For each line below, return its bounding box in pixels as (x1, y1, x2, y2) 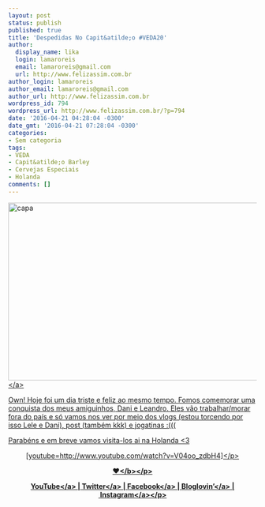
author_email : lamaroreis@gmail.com (8, 84, 129, 93)
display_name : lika (15, 48, 80, 56)
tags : (8, 144, 26, 152)
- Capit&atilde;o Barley (8, 159, 90, 167)
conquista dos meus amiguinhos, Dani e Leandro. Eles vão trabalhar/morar (8, 404, 251, 413)
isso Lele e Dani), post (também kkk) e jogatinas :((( (8, 420, 176, 430)
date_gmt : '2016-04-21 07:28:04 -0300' (8, 122, 140, 130)
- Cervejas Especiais (8, 166, 80, 174)
